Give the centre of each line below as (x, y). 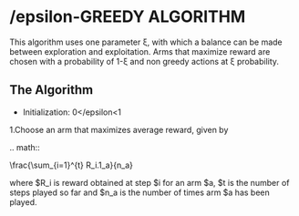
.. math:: (25, 147)
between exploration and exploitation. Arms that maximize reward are (140, 51)
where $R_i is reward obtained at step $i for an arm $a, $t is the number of (149, 182)
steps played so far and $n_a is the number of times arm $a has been (140, 192)
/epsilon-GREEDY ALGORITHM (128, 17)
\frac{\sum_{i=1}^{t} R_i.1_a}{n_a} (72, 165)
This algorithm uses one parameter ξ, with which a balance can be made (146, 42)
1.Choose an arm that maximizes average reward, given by (119, 129)
